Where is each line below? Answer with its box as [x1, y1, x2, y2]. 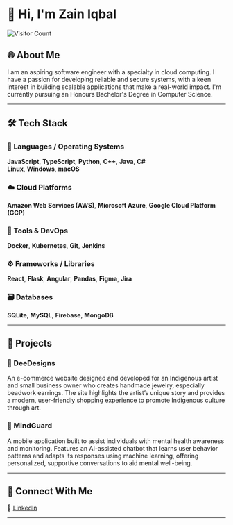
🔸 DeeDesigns [7, 358, 55, 367]
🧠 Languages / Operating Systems [7, 142, 125, 151]
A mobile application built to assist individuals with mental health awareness [7, 437, 225, 445]
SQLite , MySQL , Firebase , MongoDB [7, 310, 114, 319]
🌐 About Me [7, 49, 60, 61]
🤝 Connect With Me [7, 485, 93, 497]
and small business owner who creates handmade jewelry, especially [7, 381, 205, 390]
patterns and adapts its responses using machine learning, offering [7, 451, 199, 460]
